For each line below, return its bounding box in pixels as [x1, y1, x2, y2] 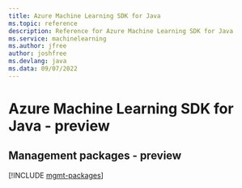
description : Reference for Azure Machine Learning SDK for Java [8, 27, 233, 35]
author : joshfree [8, 49, 67, 58]
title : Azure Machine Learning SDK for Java [8, 11, 161, 20]
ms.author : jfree [8, 42, 67, 50]
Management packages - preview [8, 149, 182, 163]
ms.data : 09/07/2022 [8, 65, 79, 73]
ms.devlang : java [8, 58, 67, 66]
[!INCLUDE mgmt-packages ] [8, 170, 104, 180]
